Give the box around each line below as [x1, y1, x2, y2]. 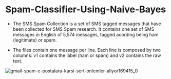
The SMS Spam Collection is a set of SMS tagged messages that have [12, 21, 161, 27]
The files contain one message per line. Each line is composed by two [12, 47, 161, 53]
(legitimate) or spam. [12, 37, 57, 43]
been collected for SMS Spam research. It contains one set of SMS [12, 26, 155, 32]
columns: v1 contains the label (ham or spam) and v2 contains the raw [12, 52, 161, 58]
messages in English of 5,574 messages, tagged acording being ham [12, 31, 159, 37]
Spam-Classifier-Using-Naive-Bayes [5, 4, 166, 15]
